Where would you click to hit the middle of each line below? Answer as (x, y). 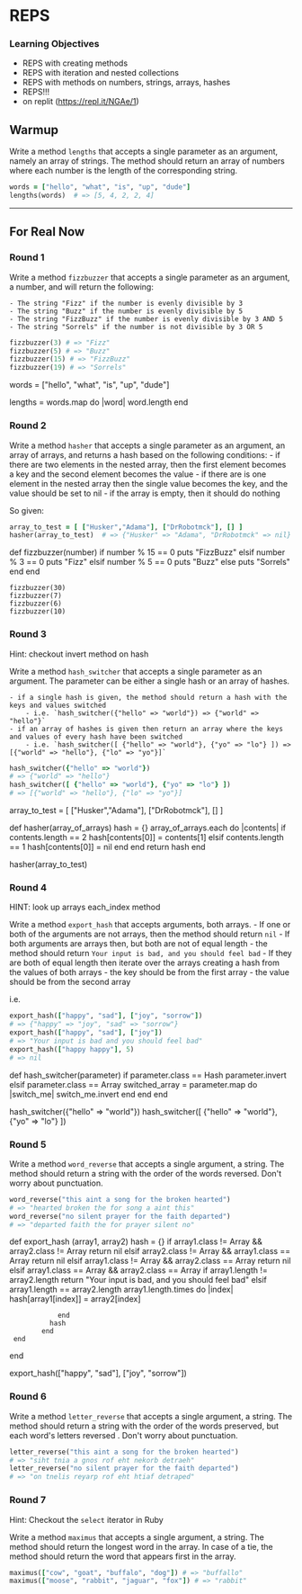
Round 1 (27, 257)
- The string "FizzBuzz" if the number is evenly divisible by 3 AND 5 (146, 319)
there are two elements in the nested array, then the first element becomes (148, 464)
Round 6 (28, 1397)
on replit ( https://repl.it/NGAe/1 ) (80, 102)
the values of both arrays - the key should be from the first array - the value (150, 972)
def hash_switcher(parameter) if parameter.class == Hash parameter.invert (148, 1075)
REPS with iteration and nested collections (101, 73)
